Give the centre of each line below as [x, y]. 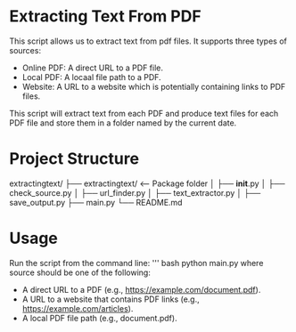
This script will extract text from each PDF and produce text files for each [144, 113]
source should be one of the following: [80, 272]
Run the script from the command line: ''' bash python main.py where [136, 263]
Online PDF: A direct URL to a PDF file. [92, 68]
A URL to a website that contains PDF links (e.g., [111, 299]
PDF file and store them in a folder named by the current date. [123, 123]
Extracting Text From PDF [106, 16]
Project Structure [74, 159]
